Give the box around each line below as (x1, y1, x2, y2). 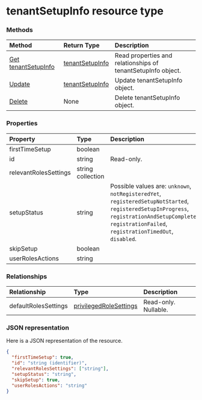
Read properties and (114, 51, 173, 60)
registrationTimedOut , (110, 227, 174, 236)
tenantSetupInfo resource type (6, 4, 164, 18)
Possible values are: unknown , (110, 182, 191, 190)
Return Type (63, 41, 100, 49)
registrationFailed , (110, 219, 168, 228)
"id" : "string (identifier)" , (11, 360, 87, 366)
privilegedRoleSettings (73, 302, 138, 310)
